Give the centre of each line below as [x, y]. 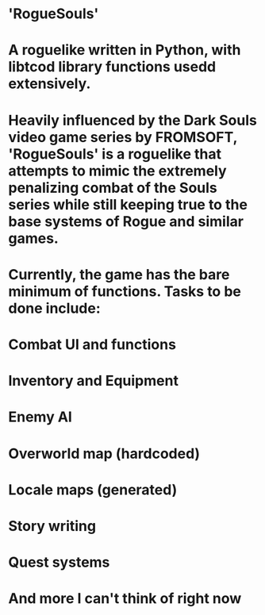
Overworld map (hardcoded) [104, 454]
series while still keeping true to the [128, 204]
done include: [54, 308]
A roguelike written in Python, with [125, 50]
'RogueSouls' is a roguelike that [115, 154]
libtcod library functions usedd [112, 67]
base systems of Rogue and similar [126, 221]
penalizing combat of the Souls [113, 188]
